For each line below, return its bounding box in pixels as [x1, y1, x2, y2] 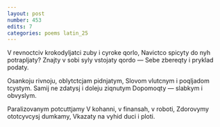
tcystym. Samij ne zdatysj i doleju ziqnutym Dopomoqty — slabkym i [7, 84, 203, 92]
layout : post [7, 10, 45, 17]
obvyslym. [7, 92, 37, 100]
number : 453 [7, 17, 42, 24]
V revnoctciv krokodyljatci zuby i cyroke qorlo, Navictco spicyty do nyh [7, 49, 210, 57]
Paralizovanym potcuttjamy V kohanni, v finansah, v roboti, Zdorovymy [7, 105, 210, 113]
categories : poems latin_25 [7, 29, 89, 37]
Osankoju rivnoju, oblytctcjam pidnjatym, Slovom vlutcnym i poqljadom [7, 77, 210, 85]
